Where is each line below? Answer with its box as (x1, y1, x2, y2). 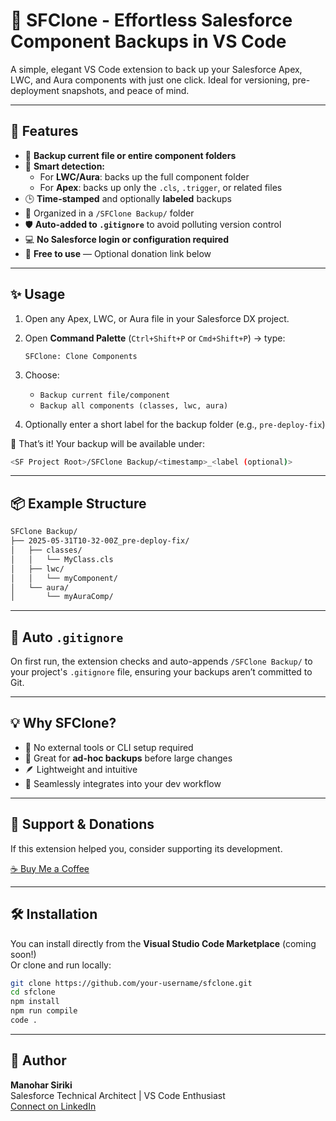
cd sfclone (10, 987, 56, 998)
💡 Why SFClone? (10, 715, 117, 732)
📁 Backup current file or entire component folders (24, 149, 237, 161)
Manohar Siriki (10, 1079, 73, 1091)
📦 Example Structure (10, 495, 147, 512)
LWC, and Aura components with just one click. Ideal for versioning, (10, 74, 291, 86)
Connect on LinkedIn (10, 1100, 97, 1112)
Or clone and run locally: (10, 959, 112, 971)
